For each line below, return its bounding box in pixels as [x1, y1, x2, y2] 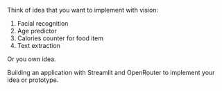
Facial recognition [17, 19, 69, 27]
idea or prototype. [7, 76, 59, 84]
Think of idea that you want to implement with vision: [7, 6, 158, 14]
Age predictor [17, 27, 57, 35]
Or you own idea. [7, 55, 57, 63]
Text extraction [17, 42, 61, 49]
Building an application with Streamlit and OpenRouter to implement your [7, 69, 215, 76]
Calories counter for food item [17, 34, 104, 42]
